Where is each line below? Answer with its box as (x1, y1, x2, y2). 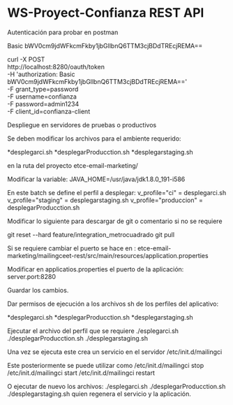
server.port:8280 (7, 272, 56, 280)
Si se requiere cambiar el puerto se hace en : (7, 243, 136, 253)
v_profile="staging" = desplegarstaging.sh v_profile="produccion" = (7, 196, 204, 204)
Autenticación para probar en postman (7, 28, 119, 36)
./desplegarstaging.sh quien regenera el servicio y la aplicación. (7, 390, 192, 398)
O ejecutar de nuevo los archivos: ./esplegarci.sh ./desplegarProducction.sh (7, 382, 226, 390)
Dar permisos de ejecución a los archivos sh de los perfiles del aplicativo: (7, 299, 218, 308)
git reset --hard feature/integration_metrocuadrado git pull (7, 230, 175, 239)
